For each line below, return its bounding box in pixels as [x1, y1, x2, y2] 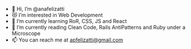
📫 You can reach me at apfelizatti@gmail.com [11, 36, 124, 43]
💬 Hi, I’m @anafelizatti [11, 6, 65, 12]
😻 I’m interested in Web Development [11, 12, 103, 18]
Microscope [11, 30, 41, 37]
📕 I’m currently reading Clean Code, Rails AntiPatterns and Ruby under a [11, 24, 186, 31]
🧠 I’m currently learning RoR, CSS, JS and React [11, 18, 127, 24]
